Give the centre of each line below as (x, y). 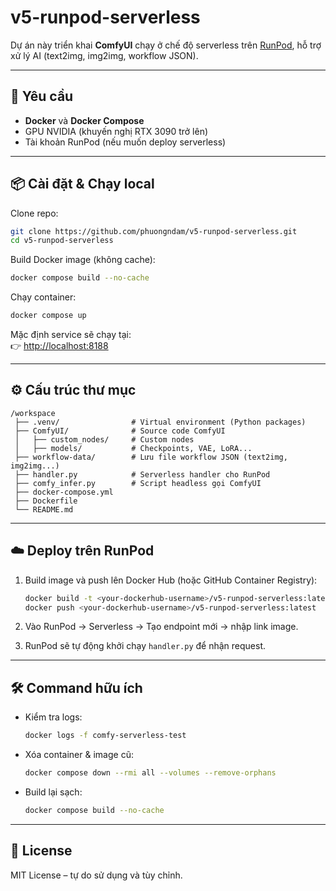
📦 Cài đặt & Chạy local (82, 184)
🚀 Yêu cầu (42, 96)
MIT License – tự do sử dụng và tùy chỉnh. (96, 875)
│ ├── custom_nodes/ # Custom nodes (104, 439)
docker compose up (48, 316)
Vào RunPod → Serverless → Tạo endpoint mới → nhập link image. (161, 627)
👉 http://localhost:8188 (59, 346)
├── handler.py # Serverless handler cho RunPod (142, 474)
